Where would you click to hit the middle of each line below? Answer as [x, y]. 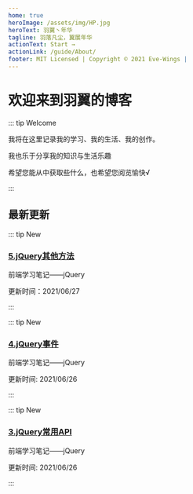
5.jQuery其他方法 [41, 256]
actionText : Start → [42, 45]
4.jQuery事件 [33, 344]
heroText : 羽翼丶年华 [40, 30]
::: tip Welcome [32, 123]
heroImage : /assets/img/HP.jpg [59, 23]
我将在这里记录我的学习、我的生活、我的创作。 [84, 139]
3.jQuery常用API [40, 432]
